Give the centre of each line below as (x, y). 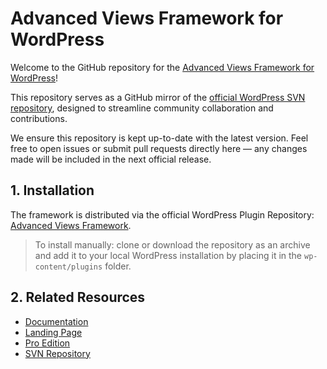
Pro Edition (47, 343)
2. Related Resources (78, 297)
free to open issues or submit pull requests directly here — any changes (159, 148)
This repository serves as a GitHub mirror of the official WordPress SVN (158, 97)
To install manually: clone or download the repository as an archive (172, 244)
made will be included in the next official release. (111, 159)
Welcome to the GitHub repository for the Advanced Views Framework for (162, 67)
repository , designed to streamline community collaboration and (142, 108)
